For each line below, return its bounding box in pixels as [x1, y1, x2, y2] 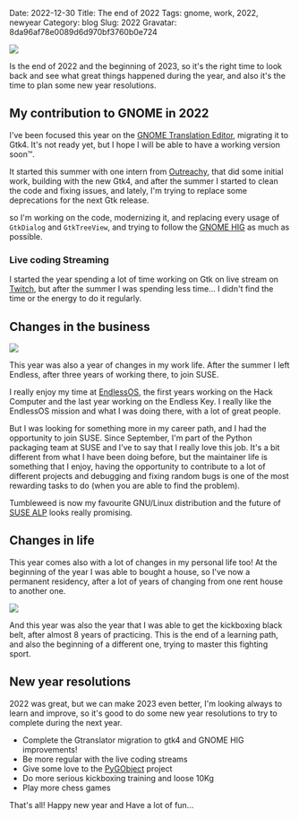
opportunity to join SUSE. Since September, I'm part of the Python [9, 432, 252, 443]
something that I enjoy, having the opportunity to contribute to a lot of [9, 461, 266, 472]
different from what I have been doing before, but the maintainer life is [9, 451, 269, 462]
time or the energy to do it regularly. [9, 293, 142, 304]
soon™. [9, 148, 36, 160]
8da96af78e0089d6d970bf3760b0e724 [9, 27, 158, 37]
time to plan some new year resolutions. [9, 80, 157, 91]
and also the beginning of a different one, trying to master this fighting [9, 639, 269, 649]
